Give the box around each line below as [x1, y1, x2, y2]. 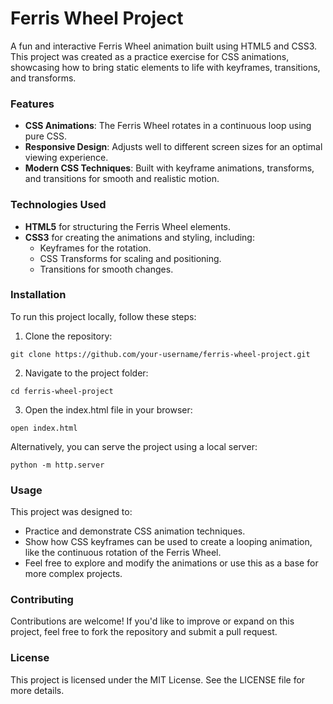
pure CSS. [24, 130, 68, 142]
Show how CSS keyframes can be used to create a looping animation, [24, 536, 313, 548]
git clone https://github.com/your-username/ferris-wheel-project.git [10, 349, 311, 359]
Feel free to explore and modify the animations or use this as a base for [24, 557, 319, 569]
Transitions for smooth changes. [39, 263, 174, 275]
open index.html [10, 423, 78, 433]
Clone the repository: [24, 330, 113, 342]
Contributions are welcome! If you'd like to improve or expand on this [10, 615, 295, 627]
